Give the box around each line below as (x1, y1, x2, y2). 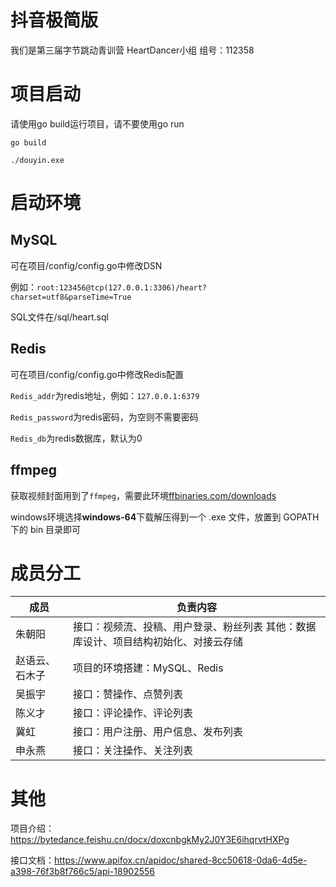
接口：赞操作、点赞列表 (73, 687, 184, 701)
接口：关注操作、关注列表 (73, 744, 194, 758)
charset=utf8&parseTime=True (10, 292, 132, 302)
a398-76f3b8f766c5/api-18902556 (10, 866, 155, 878)
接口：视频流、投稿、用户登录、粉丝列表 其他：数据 (73, 620, 317, 634)
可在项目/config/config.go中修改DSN (10, 259, 163, 271)
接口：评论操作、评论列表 (73, 706, 194, 720)
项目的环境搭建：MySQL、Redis (73, 661, 224, 675)
